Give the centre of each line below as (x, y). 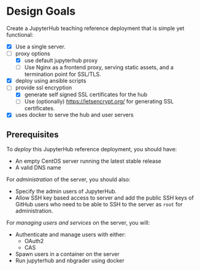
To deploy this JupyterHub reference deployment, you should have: (92, 149)
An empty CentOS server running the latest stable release (88, 161)
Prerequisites (33, 134)
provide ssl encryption (44, 88)
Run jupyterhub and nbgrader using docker (70, 261)
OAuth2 (34, 241)
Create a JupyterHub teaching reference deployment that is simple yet (95, 28)
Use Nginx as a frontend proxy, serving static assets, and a (99, 67)
